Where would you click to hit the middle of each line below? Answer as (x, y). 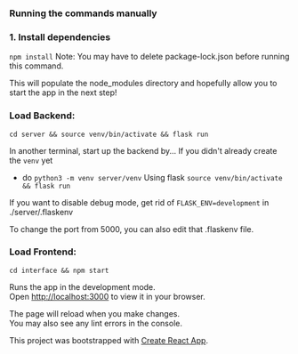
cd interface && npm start (59, 270)
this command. (36, 66)
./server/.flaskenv (41, 212)
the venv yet (31, 160)
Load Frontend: (43, 252)
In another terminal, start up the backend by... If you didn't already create (143, 150)
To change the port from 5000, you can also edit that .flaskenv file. (132, 229)
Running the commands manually (83, 13)
